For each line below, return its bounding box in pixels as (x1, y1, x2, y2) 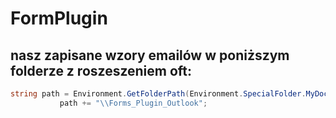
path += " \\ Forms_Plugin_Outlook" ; (59, 98, 208, 108)
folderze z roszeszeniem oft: (10, 62, 193, 79)
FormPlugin (10, 7, 108, 30)
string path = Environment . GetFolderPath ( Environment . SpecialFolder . (10, 89, 307, 99)
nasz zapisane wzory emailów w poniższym (10, 47, 290, 64)
